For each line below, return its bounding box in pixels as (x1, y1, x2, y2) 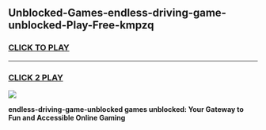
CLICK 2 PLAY (8, 72, 63, 83)
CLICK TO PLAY (8, 43, 70, 54)
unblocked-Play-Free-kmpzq (8, 19, 154, 32)
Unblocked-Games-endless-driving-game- (8, 6, 227, 20)
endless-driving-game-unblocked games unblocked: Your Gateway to (8, 104, 244, 113)
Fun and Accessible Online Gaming (8, 113, 126, 122)
